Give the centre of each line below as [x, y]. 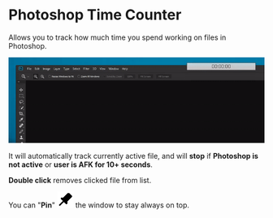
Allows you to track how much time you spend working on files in [117, 37]
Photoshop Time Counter [95, 15]
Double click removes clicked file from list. [80, 181]
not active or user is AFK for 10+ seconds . [80, 165]
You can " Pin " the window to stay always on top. [99, 205]
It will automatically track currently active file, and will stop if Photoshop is [133, 156]
